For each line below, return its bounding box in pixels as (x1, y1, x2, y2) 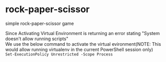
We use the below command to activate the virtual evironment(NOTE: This (5, 41, 161, 47)
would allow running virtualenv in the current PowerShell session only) (5, 46, 153, 52)
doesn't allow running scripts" (5, 36, 69, 42)
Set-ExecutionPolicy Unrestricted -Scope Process (5, 52, 113, 57)
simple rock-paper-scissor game (5, 20, 74, 26)
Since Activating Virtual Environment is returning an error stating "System (5, 30, 160, 36)
